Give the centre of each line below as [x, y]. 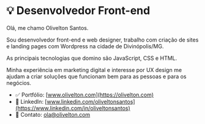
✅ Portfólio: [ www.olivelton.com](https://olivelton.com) [84, 95]
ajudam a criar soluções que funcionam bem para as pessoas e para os [96, 76]
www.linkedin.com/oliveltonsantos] [91, 101]
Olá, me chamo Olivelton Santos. [47, 27]
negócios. [19, 82]
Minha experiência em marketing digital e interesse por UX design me [94, 70]
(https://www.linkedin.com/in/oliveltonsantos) [73, 108]
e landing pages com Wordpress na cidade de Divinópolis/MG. [85, 46]
